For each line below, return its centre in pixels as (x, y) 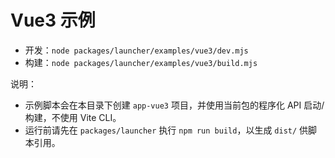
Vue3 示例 (53, 20)
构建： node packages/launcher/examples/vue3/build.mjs (141, 62)
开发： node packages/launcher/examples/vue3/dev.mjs (136, 50)
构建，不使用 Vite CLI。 (73, 117)
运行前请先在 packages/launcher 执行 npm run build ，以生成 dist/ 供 (166, 130)
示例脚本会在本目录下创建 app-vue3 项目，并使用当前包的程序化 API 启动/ (174, 105)
